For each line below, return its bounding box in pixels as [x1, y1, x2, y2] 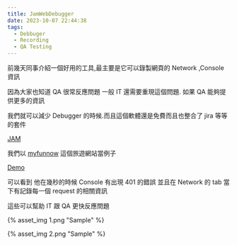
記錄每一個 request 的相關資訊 [19, 187, 108, 195]
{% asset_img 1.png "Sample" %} [7, 216, 105, 224]
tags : [7, 23, 23, 30]
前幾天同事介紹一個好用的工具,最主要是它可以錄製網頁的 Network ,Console [7, 64, 224, 72]
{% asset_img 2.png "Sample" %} [7, 229, 106, 238]
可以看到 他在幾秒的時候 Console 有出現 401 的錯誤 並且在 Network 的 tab [7, 178, 222, 186]
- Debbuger [13, 30, 46, 38]
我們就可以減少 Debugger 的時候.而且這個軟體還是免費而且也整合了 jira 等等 [7, 111, 228, 120]
